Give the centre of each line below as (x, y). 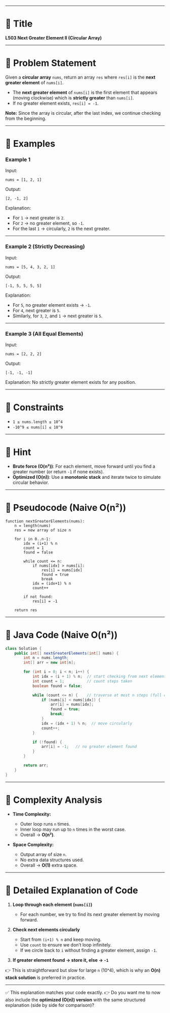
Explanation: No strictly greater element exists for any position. (71, 382)
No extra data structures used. (52, 860)
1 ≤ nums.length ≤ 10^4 (38, 422)
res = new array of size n (43, 530)
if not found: (38, 597)
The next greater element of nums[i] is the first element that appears (85, 92)
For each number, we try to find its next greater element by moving (90, 914)
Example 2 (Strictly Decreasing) (45, 247)
